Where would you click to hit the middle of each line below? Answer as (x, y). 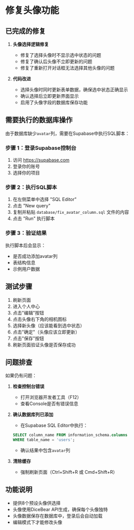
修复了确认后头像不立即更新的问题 (56, 61)
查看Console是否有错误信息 (49, 404)
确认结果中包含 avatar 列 (45, 450)
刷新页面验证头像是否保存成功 (44, 345)
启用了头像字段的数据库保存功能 (54, 102)
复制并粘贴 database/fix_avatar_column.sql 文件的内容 (71, 212)
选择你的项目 (26, 173)
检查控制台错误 (28, 386)
